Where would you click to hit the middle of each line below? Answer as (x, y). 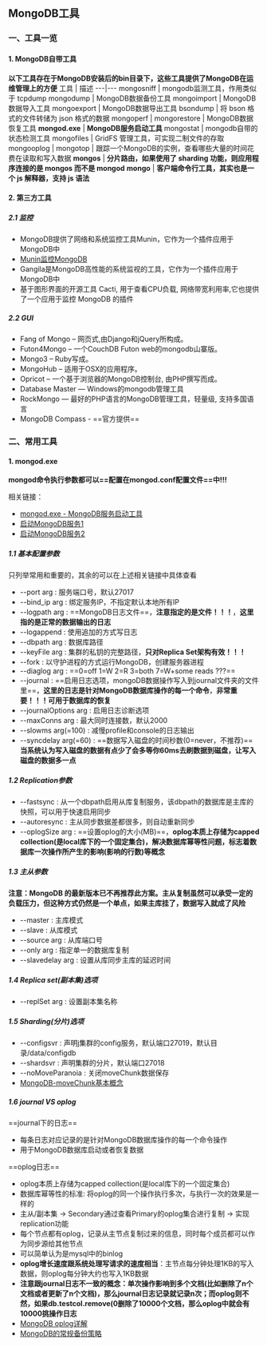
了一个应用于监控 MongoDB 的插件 (77, 299)
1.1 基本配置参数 (34, 554)
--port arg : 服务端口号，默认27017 (77, 592)
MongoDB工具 (44, 14)
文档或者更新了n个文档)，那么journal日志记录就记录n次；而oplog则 (131, 1293)
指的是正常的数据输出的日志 (65, 622)
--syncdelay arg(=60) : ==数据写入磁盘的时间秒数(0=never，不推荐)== (136, 740)
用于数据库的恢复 (83, 701)
